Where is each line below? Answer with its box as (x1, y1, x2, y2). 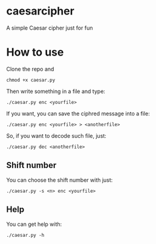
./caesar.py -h (6, 232, 45, 238)
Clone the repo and (6, 65, 54, 72)
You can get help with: (6, 220, 62, 228)
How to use (6, 45, 64, 59)
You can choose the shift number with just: (6, 176, 113, 184)
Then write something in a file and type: (6, 88, 106, 95)
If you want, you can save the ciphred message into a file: (6, 110, 150, 117)
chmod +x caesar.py (6, 77, 56, 83)
